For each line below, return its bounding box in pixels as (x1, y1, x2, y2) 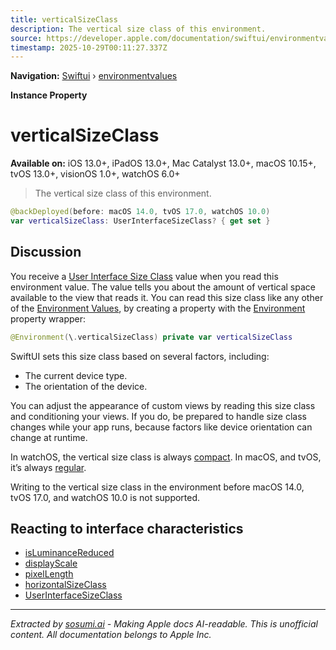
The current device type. (24, 369, 128, 381)
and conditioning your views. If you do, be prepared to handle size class (10, 410, 307, 422)
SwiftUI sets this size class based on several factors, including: (10, 350, 270, 362)
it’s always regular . (10, 461, 87, 473)
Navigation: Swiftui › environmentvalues (10, 70, 178, 82)
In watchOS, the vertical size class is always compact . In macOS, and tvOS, (10, 451, 322, 463)
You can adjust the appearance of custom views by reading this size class (10, 399, 316, 411)
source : (10, 33, 43, 43)
